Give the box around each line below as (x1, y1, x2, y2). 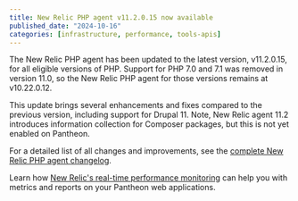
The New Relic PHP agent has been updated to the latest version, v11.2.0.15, (9, 54, 287, 65)
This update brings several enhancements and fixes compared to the (9, 100, 263, 111)
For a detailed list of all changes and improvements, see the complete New (9, 146, 284, 156)
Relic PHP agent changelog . (9, 155, 112, 166)
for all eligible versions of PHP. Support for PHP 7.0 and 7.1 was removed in (9, 63, 284, 74)
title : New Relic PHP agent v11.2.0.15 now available (9, 13, 214, 22)
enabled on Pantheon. (9, 129, 91, 139)
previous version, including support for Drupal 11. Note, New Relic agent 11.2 (9, 109, 289, 121)
